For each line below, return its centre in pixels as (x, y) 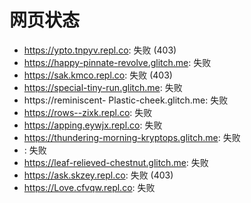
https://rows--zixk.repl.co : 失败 (88, 112)
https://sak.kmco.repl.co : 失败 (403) (98, 75)
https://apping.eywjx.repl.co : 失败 (93, 125)
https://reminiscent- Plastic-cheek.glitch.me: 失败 (126, 100)
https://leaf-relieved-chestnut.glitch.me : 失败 (116, 162)
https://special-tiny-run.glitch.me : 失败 (103, 87)
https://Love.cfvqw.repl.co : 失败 (89, 187)
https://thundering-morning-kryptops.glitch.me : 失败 (132, 137)
